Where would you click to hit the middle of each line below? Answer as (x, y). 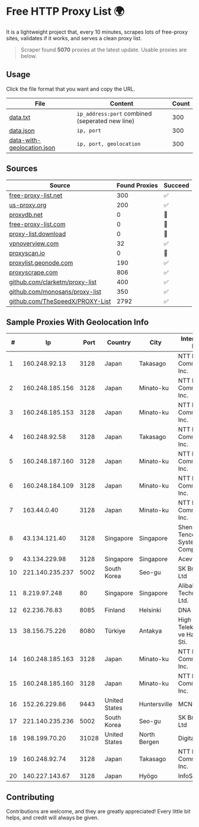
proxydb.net (26, 214)
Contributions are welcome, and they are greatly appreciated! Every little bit (98, 812)
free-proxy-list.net (36, 195)
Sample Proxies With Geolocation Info (78, 322)
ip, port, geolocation (109, 144)
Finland (115, 610)
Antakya (150, 631)
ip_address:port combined (114, 113)
